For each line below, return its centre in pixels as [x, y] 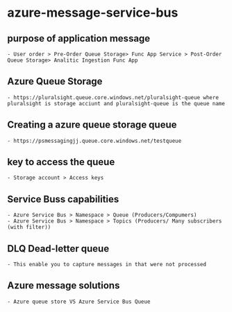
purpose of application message [79, 38]
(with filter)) [29, 227]
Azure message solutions [64, 286]
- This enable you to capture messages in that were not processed [107, 265]
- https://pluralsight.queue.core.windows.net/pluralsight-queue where [113, 97]
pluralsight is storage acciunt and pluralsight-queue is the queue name [116, 103]
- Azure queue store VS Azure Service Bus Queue [79, 302]
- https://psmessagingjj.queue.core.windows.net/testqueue [94, 141]
